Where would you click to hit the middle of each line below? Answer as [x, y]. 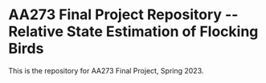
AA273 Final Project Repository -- [123, 15]
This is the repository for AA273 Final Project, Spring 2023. [106, 70]
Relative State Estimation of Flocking [133, 32]
